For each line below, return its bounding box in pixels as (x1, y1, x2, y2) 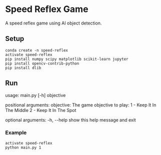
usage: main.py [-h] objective (5, 92, 66, 98)
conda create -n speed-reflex (5, 47, 68, 53)
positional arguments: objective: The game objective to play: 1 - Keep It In (5, 101, 156, 108)
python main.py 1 (5, 145, 41, 150)
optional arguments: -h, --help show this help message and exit (5, 116, 136, 123)
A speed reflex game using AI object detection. (5, 20, 102, 26)
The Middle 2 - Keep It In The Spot (5, 107, 76, 113)
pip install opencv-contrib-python (5, 61, 79, 66)
